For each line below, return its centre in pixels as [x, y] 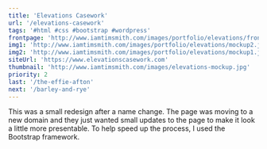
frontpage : [26, 38]
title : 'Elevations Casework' [58, 15]
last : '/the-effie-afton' [51, 82]
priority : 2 [28, 74]
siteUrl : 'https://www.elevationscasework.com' [89, 60]
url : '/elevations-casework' [56, 23]
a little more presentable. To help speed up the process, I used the [117, 128]
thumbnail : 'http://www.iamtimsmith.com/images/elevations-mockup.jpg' [129, 67]
